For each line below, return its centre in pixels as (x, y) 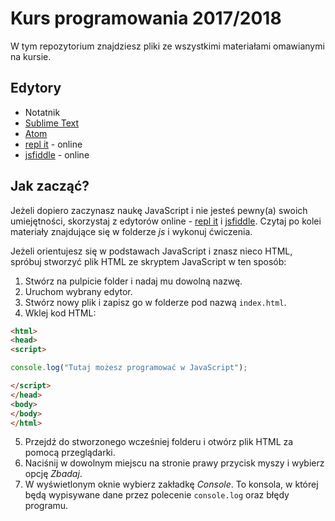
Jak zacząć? (50, 186)
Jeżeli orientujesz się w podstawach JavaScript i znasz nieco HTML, (151, 251)
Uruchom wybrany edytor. (78, 291)
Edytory (36, 88)
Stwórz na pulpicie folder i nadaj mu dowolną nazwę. (133, 281)
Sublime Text (52, 123)
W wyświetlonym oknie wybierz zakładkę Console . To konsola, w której (171, 484)
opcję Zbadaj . (53, 474)
